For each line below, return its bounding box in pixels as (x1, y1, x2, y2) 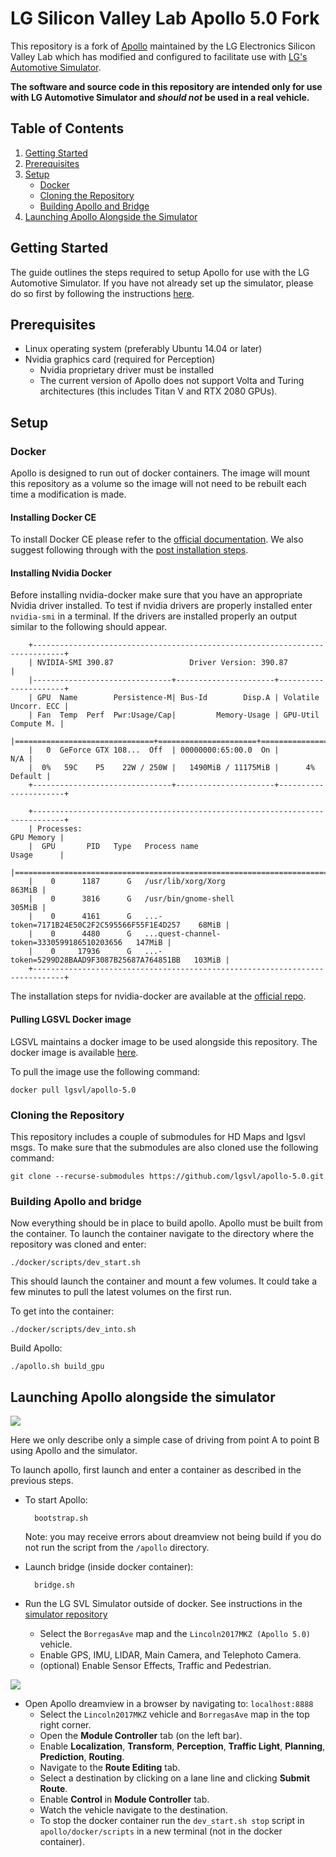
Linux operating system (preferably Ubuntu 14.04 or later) (24, 343, 263, 355)
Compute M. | (10, 719, 65, 729)
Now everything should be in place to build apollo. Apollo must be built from (10, 1217, 323, 1229)
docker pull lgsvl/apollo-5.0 (10, 1085, 137, 1095)
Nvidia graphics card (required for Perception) (24, 353, 216, 366)
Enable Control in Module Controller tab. (39, 1793, 210, 1806)
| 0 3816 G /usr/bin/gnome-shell (28, 894, 235, 904)
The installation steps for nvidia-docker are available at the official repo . (10, 990, 307, 1002)
